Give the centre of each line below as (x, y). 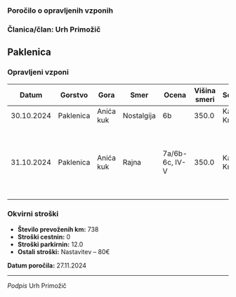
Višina (205, 90)
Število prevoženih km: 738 (58, 229)
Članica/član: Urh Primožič (54, 29)
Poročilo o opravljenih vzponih (60, 11)
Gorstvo (74, 95)
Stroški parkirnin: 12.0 (50, 244)
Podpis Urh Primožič (37, 285)
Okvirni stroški (33, 214)
